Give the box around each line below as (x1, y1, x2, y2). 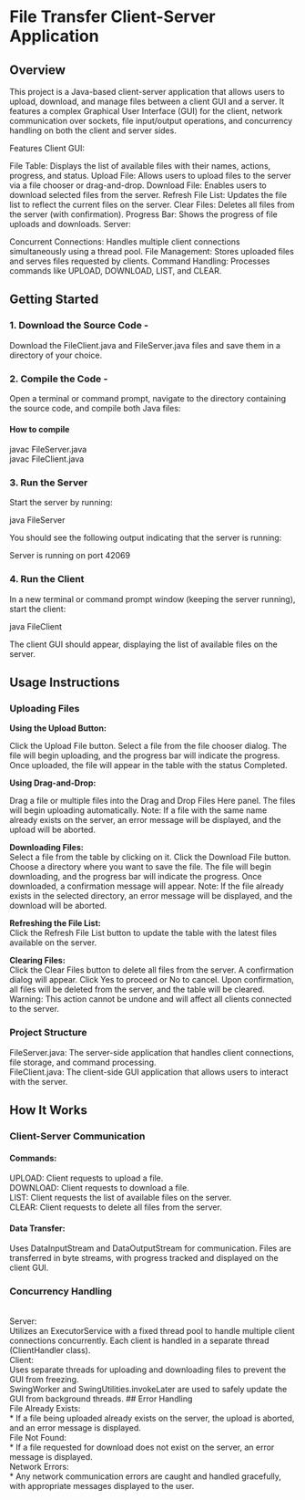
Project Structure (9, 1026, 87, 1039)
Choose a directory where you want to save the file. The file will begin (9, 861, 271, 872)
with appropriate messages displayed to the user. (9, 1480, 195, 1491)
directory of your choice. (9, 349, 103, 360)
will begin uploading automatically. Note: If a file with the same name (9, 805, 268, 816)
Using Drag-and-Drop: (9, 777, 97, 788)
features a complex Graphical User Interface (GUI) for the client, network (9, 106, 283, 116)
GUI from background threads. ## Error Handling (9, 1393, 193, 1404)
